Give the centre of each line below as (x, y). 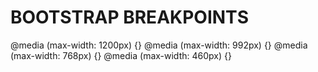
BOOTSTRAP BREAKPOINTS (129, 17)
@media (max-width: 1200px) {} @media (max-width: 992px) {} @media (159, 45)
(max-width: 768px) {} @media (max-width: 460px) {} (121, 55)
